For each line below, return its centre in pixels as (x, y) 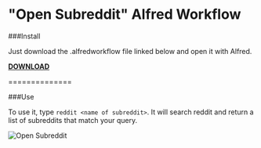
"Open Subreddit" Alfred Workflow (125, 14)
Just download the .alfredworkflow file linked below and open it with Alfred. (130, 51)
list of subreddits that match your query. (73, 120)
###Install (24, 36)
